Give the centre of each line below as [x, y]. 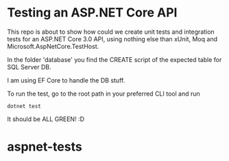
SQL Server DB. [29, 67]
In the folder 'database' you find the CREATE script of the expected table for [114, 59]
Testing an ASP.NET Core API [92, 13]
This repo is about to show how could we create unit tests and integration [111, 32]
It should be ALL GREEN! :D [46, 119]
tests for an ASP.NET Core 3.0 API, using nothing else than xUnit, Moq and [112, 39]
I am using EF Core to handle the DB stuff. [66, 80]
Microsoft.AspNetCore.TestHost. [53, 46]
